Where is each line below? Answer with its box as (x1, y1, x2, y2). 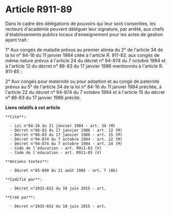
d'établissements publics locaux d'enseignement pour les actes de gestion (5, 31, 163, 37)
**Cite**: (5, 114, 27, 120)
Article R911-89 (5, 4, 73, 15)
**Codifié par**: (5, 177, 42, 182)
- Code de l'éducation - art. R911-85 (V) (10, 150, 102, 155)
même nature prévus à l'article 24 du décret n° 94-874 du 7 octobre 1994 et (5, 57, 166, 63)
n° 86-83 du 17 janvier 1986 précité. (5, 94, 81, 101)
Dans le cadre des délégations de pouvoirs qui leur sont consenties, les (5, 20, 156, 27)
